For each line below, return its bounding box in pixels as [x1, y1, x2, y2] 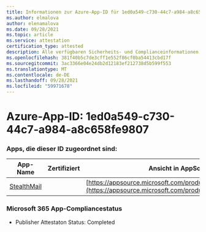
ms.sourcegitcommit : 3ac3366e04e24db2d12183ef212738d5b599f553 [6, 60, 172, 66]
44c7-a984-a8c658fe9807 [6, 123, 149, 137]
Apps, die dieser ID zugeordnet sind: [6, 145, 118, 153]
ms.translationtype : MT [6, 66, 67, 72]
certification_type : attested [6, 44, 84, 50]
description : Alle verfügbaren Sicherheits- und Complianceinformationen [6, 49, 199, 55]
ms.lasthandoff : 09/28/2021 [6, 77, 78, 83]
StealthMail [9, 182, 42, 191]
